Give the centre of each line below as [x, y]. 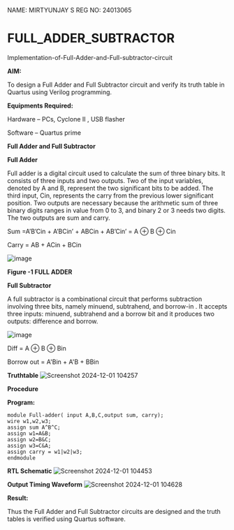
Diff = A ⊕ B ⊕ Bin [37, 348]
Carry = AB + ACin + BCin [44, 244]
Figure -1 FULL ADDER [40, 272]
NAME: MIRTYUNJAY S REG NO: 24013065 [70, 10]
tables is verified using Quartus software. [66, 519]
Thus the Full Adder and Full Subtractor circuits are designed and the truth [114, 511]
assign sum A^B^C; [34, 427]
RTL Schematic [30, 471]
